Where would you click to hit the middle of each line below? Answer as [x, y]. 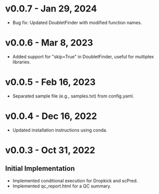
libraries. [22, 62]
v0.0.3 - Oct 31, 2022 [50, 150]
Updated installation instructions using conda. [60, 130]
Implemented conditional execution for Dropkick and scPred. [75, 180]
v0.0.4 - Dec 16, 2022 [51, 116]
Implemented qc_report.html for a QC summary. [62, 186]
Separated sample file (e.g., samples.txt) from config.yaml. [73, 96]
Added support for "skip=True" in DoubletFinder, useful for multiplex [83, 56]
